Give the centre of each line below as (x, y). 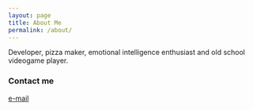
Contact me (31, 81)
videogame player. (38, 60)
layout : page (30, 15)
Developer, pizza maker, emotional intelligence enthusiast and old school (126, 53)
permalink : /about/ (40, 30)
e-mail (19, 98)
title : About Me (35, 23)
